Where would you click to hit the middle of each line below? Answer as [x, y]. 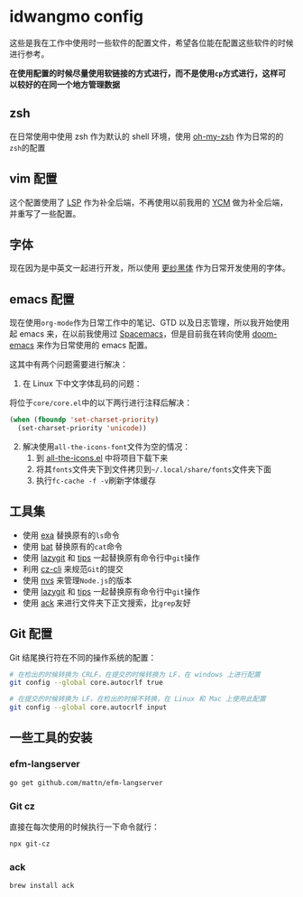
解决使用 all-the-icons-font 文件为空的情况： [106, 446]
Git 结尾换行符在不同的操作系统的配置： [83, 657]
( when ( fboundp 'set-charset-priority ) [84, 420]
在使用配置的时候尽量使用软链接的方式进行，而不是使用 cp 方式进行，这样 [144, 73]
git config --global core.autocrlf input [88, 707]
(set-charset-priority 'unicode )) [82, 429]
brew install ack [42, 886]
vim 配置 [33, 179]
